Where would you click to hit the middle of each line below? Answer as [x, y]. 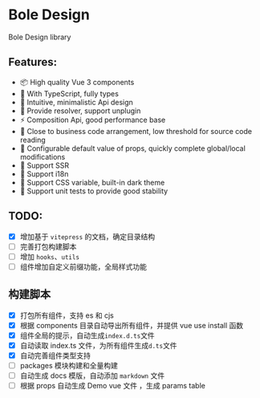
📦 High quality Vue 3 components [77, 82]
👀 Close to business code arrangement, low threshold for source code [136, 131]
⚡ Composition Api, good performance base [93, 120]
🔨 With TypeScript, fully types [69, 93]
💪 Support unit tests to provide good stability [94, 191]
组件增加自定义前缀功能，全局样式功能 [83, 266]
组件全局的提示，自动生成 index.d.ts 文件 [87, 335]
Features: [33, 62]
